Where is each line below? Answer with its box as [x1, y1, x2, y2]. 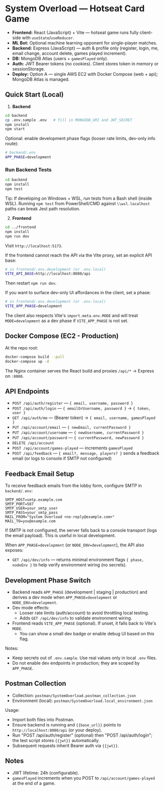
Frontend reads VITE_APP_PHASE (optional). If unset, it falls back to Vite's [12, 620, 157, 627]
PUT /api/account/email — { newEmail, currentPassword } [12, 424, 131, 430]
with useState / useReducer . [22, 35, 74, 41]
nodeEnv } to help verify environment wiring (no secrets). [12, 562, 127, 568]
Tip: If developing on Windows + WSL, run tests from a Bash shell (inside [5, 195, 152, 201]
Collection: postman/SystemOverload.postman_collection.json [12, 692, 136, 698]
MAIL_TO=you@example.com [5, 519, 56, 524]
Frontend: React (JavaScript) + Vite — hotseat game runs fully [12, 29, 139, 35]
